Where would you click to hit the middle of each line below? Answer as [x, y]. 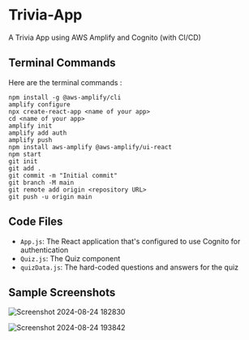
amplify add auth [38, 133]
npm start [25, 154]
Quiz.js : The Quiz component [70, 258]
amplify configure [39, 104]
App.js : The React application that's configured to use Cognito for [130, 241]
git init [23, 161]
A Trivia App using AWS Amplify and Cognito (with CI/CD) [105, 37]
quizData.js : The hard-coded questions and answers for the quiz [129, 267]
